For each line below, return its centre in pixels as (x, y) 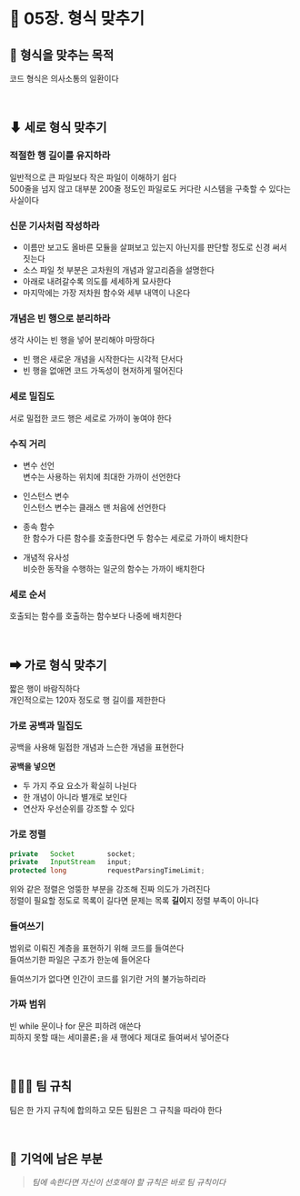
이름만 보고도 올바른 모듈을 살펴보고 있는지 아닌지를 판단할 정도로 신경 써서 (155, 247)
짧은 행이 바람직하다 (45, 688)
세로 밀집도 (32, 396)
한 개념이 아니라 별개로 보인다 (75, 797)
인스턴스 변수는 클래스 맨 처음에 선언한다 (94, 507)
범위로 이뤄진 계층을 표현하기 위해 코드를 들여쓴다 (97, 948)
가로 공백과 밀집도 (46, 725)
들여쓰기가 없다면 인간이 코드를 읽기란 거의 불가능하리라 (108, 979)
